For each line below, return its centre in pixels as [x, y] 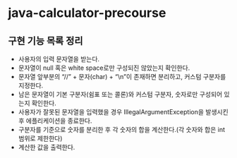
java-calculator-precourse [87, 13]
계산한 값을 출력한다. [47, 147]
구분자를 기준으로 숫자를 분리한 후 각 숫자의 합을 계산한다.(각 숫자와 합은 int [121, 129]
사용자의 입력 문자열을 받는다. [59, 59]
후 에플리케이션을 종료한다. [55, 121]
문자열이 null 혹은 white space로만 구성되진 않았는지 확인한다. [104, 68]
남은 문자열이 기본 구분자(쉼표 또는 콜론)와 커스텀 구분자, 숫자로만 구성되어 [120, 94]
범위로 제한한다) [40, 138]
